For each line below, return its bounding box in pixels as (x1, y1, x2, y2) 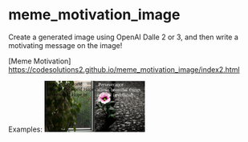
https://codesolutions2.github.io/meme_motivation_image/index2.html (8, 64, 240, 74)
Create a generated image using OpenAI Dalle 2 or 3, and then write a (8, 32, 239, 42)
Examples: (8, 124, 43, 134)
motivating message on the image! (8, 40, 123, 50)
